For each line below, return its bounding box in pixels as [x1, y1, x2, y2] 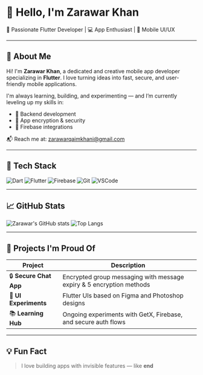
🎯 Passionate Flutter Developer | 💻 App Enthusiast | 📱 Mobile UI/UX [6, 25, 175, 33]
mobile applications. [27, 80, 77, 87]
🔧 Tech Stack [6, 161, 57, 171]
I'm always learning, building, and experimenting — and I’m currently [6, 92, 177, 99]
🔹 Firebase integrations [14, 123, 73, 130]
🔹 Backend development [14, 110, 77, 118]
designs [62, 299, 86, 308]
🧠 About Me [6, 51, 51, 62]
